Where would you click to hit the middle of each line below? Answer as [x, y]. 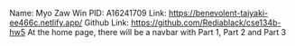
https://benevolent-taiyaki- [218, 13]
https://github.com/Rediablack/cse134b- [206, 23]
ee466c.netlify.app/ [46, 23]
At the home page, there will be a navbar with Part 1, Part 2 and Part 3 [157, 32]
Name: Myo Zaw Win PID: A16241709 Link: [88, 13]
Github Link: [106, 23]
